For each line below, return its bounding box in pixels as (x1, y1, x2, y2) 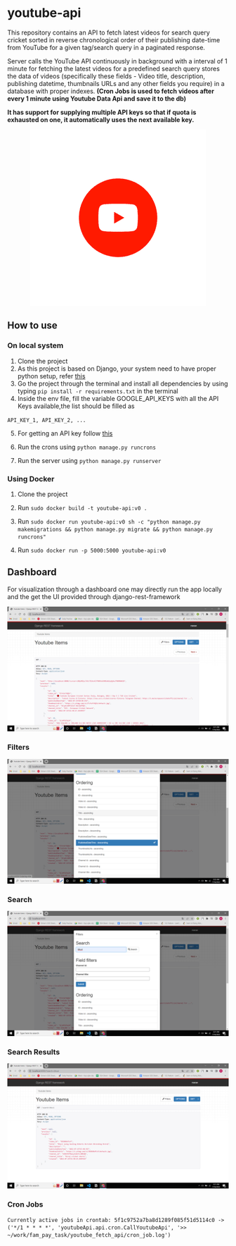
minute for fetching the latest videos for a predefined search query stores (7, 64, 220, 73)
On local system (7, 340, 64, 350)
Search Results (7, 1047, 60, 1056)
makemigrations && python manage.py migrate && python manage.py (17, 526, 213, 533)
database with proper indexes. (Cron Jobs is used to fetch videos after (7, 87, 214, 95)
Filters (7, 742, 30, 752)
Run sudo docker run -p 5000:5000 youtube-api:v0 (17, 545, 166, 554)
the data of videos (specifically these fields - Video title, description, (7, 72, 206, 80)
